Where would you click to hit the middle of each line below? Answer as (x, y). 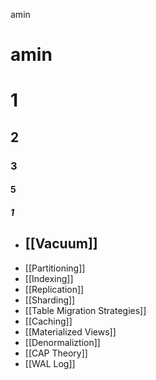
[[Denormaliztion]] (62, 342)
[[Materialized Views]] (70, 331)
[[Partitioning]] (55, 268)
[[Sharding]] (50, 300)
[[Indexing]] (49, 278)
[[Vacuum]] (61, 244)
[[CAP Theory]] (56, 353)
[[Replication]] (54, 289)
